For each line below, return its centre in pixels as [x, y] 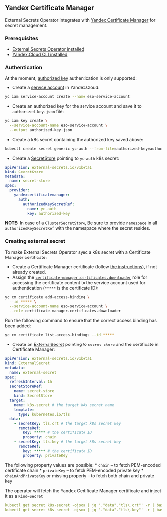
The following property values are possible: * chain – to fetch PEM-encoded [83, 465]
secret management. [26, 25]
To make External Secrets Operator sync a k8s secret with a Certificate [78, 252]
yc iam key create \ [27, 121]
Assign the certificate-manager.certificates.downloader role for [80, 277]
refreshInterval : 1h [31, 382]
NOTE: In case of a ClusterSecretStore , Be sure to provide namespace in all [81, 223]
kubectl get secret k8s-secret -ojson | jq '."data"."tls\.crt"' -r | [80, 505]
